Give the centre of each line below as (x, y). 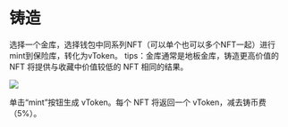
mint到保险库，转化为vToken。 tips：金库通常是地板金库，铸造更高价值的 (144, 55)
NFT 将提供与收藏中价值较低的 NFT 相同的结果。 (99, 67)
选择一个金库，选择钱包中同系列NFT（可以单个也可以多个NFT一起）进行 (142, 44)
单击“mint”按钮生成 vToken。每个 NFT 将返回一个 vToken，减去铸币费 (138, 102)
